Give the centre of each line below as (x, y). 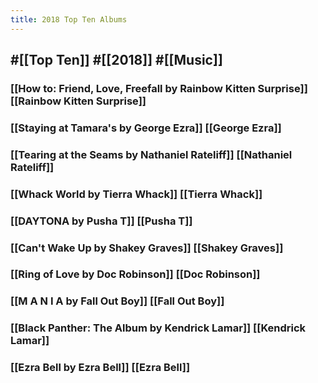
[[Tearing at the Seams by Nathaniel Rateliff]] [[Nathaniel (151, 154)
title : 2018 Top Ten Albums (69, 19)
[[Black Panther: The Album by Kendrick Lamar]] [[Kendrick (158, 328)
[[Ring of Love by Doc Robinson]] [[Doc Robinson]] (135, 274)
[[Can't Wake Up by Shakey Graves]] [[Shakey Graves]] (147, 248)
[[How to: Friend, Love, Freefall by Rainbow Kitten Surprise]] (159, 88)
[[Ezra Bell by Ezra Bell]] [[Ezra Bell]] (100, 368)
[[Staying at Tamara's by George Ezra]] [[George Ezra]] (146, 128)
